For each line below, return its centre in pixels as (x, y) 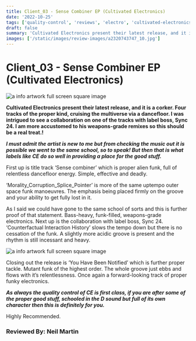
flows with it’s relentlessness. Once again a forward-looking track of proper (97, 275)
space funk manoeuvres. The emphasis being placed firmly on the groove (95, 191)
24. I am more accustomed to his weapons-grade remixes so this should (95, 126)
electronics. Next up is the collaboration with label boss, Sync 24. (85, 221)
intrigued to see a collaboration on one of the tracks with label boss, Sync (97, 120)
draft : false (22, 28)
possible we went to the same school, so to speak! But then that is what (95, 150)
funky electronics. (28, 281)
